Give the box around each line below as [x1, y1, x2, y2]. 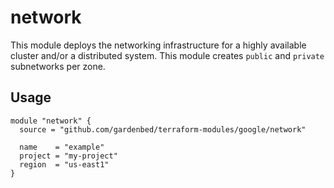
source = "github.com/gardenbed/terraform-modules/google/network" [19, 124, 307, 135]
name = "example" [19, 142, 105, 152]
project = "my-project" [19, 151, 118, 161]
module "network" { [10, 116, 92, 126]
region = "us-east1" [19, 159, 110, 170]
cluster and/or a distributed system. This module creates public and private [10, 49, 325, 61]
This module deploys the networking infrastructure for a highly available [10, 39, 307, 51]
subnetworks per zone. [10, 60, 106, 72]
